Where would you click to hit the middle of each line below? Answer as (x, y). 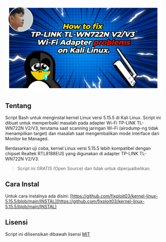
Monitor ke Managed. (27, 139)
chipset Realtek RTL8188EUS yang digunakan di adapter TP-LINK (72, 154)
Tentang (18, 106)
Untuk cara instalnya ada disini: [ (38, 196)
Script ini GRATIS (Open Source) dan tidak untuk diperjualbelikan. (84, 169)
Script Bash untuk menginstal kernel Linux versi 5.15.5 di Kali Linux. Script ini (83, 118)
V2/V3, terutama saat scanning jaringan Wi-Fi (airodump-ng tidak (91, 128)
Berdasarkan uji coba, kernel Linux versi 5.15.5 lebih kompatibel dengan (78, 148)
